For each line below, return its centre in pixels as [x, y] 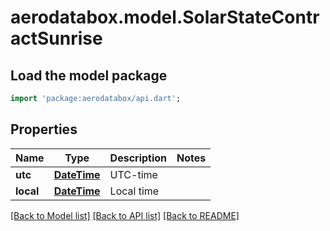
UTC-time [133, 174]
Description [138, 158]
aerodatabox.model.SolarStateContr [165, 17]
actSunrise [56, 38]
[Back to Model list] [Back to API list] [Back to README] [125, 215]
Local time [134, 191]
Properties [44, 129]
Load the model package [89, 75]
